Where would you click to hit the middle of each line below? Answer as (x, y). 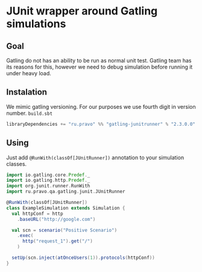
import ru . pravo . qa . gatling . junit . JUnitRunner (66, 192)
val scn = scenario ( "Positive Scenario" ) (65, 230)
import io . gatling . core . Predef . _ (48, 175)
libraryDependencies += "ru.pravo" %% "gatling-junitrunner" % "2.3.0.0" (101, 124)
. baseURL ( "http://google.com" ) (56, 219)
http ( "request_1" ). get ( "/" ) (58, 241)
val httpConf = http (37, 214)
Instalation (27, 92)
